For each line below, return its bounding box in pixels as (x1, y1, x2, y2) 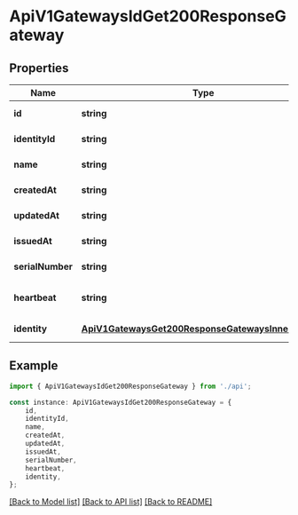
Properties (9, 60, 69, 75)
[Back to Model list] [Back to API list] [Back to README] (9, 496, 213, 507)
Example (9, 358, 59, 374)
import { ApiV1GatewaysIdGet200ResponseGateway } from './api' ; (9, 382, 252, 391)
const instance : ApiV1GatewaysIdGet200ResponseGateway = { (9, 398, 232, 407)
